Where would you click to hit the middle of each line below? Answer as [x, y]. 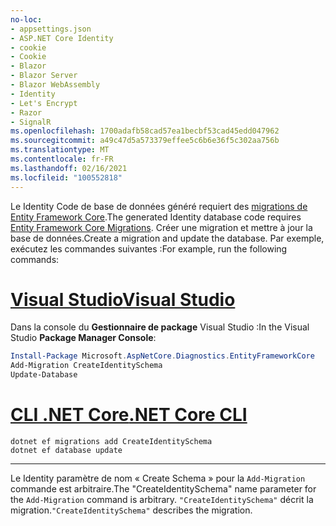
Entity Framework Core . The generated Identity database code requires [156, 217]
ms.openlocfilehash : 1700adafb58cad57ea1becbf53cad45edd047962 [145, 131]
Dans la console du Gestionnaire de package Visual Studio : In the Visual [160, 327]
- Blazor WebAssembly [55, 85]
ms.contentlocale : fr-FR [62, 159]
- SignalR [31, 122]
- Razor [26, 112]
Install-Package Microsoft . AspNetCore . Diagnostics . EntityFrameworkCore [162, 356]
